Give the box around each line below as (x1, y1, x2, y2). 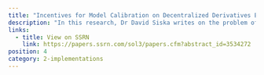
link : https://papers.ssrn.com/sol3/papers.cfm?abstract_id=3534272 (22, 41, 251, 48)
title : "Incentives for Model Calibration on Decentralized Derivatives (8, 11, 251, 20)
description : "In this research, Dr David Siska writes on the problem (8, 19, 247, 27)
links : (8, 26, 30, 34)
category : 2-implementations (8, 55, 104, 63)
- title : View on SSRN (15, 33, 90, 41)
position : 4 (8, 48, 47, 55)
